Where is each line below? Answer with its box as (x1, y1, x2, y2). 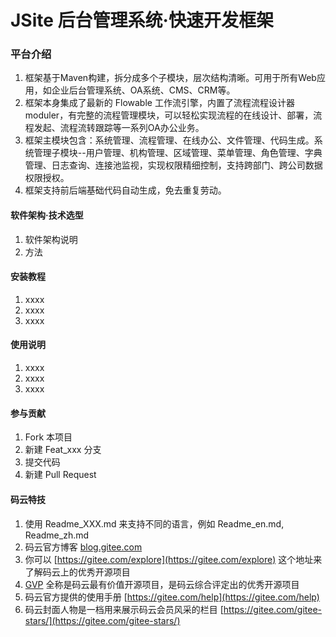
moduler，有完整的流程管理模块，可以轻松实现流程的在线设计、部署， (24, 109, 314, 121)
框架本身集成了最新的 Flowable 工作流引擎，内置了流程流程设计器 (24, 97, 295, 109)
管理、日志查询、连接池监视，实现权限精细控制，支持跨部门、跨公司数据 (24, 159, 323, 171)
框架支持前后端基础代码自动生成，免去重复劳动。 (24, 184, 227, 196)
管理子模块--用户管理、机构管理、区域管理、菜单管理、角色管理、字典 (33, 147, 323, 159)
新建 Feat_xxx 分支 (24, 444, 102, 456)
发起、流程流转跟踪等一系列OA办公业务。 (33, 122, 205, 134)
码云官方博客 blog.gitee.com (24, 541, 143, 553)
